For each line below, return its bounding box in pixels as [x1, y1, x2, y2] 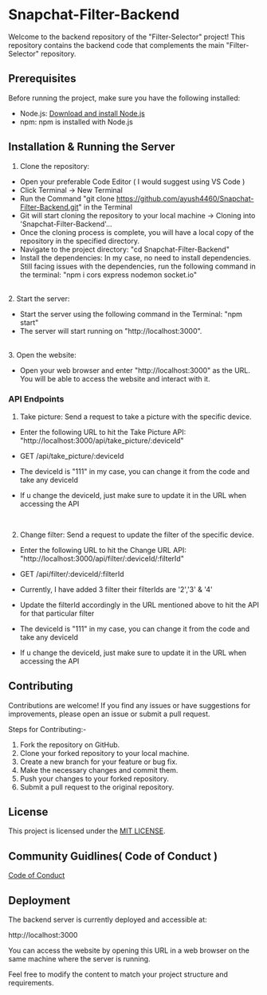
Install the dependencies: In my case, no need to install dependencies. [19, 253, 251, 262]
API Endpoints [8, 394, 65, 405]
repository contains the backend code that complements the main [8, 40, 225, 49]
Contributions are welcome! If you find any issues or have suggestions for [8, 700, 251, 710]
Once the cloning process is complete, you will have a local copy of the [19, 227, 254, 237]
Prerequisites [8, 72, 77, 85]
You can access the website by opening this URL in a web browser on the [8, 946, 249, 955]
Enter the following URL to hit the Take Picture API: [19, 427, 187, 437]
